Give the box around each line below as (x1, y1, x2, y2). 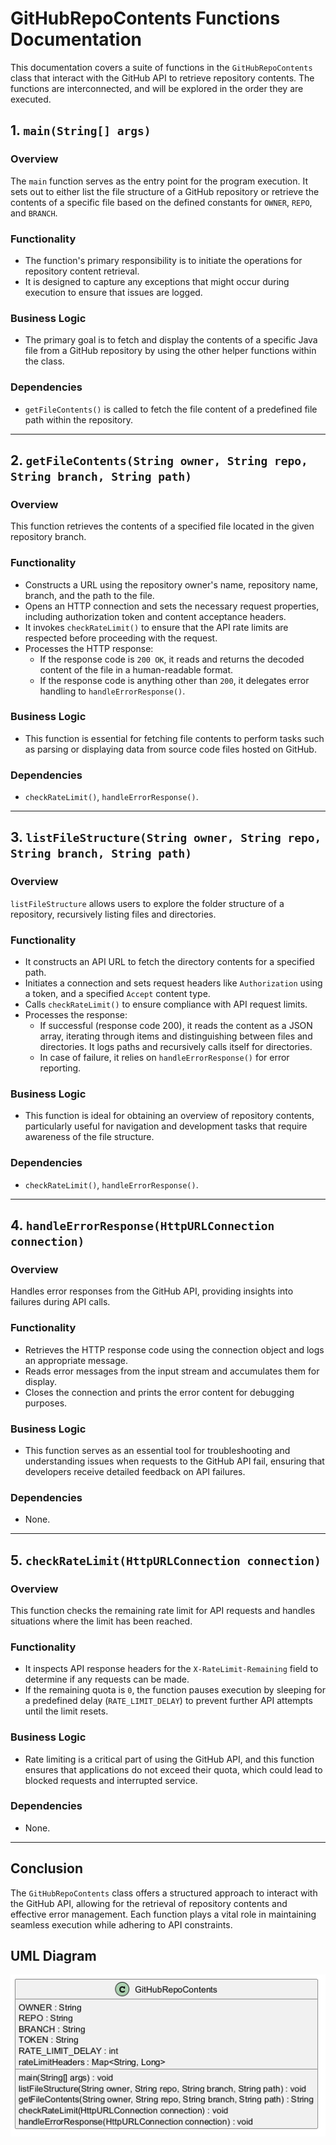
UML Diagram (10, 1948, 97, 1965)
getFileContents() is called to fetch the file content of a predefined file (24, 403, 318, 415)
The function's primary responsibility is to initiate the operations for (24, 254, 303, 266)
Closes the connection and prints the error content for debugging (24, 1386, 295, 1398)
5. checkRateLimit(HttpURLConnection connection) (10, 1552, 322, 1569)
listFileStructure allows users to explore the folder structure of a (10, 897, 285, 909)
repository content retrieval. (24, 265, 140, 277)
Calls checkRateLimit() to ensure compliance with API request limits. (24, 998, 308, 1011)
